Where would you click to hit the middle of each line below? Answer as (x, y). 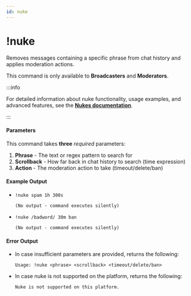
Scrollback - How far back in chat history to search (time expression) (100, 161)
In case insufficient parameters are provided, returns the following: (97, 254)
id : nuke (17, 12)
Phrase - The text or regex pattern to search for (74, 155)
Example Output (27, 181)
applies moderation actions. (40, 64)
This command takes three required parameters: (66, 143)
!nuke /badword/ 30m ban (46, 217)
